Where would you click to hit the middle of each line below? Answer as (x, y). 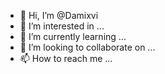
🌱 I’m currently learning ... (73, 36)
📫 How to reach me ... (66, 58)
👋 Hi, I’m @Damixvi (59, 15)
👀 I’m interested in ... (62, 26)
